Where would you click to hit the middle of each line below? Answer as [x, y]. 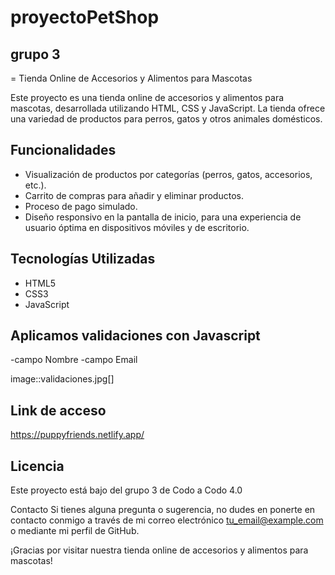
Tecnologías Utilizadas [83, 259]
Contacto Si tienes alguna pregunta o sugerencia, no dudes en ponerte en [163, 510]
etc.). [35, 185]
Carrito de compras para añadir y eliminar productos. [134, 195]
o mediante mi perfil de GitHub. [75, 531]
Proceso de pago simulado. [81, 206]
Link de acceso [58, 410]
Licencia [37, 466]
